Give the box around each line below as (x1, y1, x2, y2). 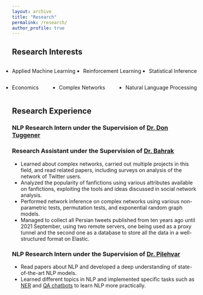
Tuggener (12, 131, 40, 139)
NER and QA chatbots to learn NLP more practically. (20, 281, 146, 289)
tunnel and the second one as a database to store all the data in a (20, 229, 179, 236)
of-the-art (20, 269, 45, 276)
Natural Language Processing (125, 84, 197, 91)
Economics (12, 84, 39, 91)
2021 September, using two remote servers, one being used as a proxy (20, 223, 192, 230)
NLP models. (46, 269, 77, 276)
